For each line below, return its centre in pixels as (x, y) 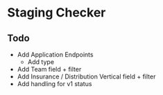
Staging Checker (57, 13)
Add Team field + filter (49, 69)
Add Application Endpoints (55, 54)
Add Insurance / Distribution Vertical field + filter (86, 76)
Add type (41, 62)
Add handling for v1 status (54, 84)
